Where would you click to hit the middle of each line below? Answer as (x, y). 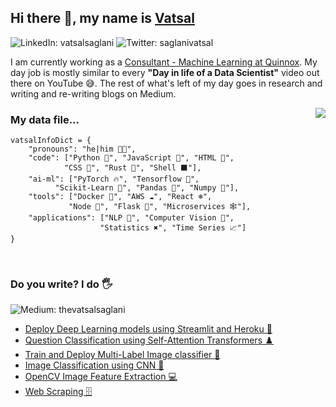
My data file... (45, 119)
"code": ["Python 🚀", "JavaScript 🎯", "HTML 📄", (131, 158)
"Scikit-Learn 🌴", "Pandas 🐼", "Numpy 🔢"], (147, 188)
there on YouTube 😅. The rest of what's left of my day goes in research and (166, 83)
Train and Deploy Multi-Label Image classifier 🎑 (122, 355)
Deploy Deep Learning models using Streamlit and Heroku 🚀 (148, 329)
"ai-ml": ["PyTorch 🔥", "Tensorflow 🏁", (114, 179)
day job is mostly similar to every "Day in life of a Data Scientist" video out (165, 72)
